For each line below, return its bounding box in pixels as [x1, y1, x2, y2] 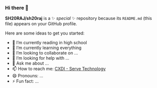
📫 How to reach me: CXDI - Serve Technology [12, 66, 106, 72]
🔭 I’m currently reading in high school [12, 40, 87, 46]
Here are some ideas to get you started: [5, 30, 85, 36]
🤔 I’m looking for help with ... [12, 55, 70, 61]
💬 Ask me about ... [12, 60, 49, 66]
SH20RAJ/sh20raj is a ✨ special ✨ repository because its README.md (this [5, 16, 152, 21]
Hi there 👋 [5, 4, 29, 11]
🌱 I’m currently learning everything [12, 45, 82, 51]
